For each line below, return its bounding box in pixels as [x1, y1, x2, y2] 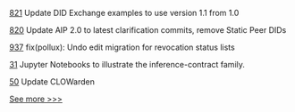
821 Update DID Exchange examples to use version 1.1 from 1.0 [9, 8, 240, 18]
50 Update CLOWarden [9, 76, 96, 87]
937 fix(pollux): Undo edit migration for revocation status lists [9, 42, 235, 52]
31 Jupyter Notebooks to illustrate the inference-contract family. [9, 60, 246, 69]
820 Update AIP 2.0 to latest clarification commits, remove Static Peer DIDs [9, 25, 287, 35]
